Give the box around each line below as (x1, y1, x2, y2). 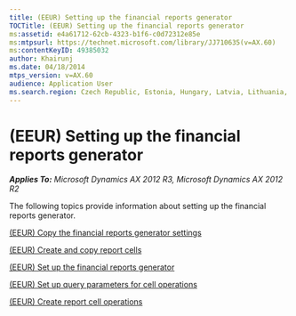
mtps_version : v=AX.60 (9, 71, 93, 80)
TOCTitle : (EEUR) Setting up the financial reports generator (9, 21, 244, 30)
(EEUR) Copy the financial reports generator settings (9, 228, 202, 239)
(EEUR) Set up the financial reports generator (9, 262, 175, 272)
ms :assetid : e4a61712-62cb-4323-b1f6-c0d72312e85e (9, 29, 201, 38)
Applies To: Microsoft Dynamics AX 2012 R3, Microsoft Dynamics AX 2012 (9, 174, 284, 185)
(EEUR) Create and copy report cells (9, 245, 142, 255)
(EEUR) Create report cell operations (9, 296, 143, 307)
